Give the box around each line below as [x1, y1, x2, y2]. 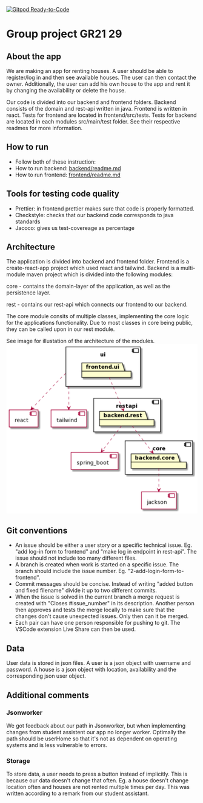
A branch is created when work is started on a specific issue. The [15, 561, 179, 568]
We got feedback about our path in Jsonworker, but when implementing [6, 721, 186, 729]
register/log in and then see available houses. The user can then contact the [6, 74, 196, 81]
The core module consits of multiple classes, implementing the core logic [6, 313, 189, 320]
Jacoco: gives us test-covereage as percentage [15, 224, 135, 231]
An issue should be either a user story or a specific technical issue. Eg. [15, 541, 193, 549]
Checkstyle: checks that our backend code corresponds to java [15, 211, 174, 218]
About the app [6, 51, 62, 61]
